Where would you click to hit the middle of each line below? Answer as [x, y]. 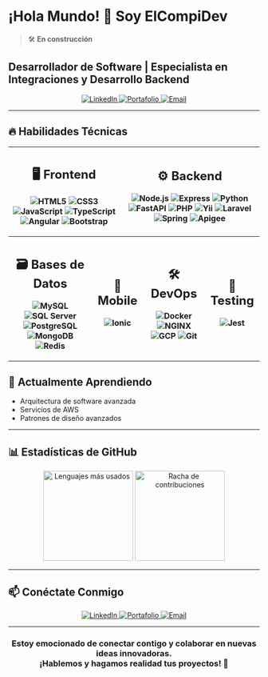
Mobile [118, 300]
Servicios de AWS [49, 410]
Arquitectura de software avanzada [78, 401]
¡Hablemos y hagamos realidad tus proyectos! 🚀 [134, 663]
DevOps [174, 293]
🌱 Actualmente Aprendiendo [80, 382]
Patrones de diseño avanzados [71, 419]
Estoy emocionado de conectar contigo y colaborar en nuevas [134, 643]
